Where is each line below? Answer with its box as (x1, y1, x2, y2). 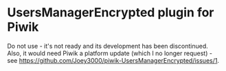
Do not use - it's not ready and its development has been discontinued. (7, 42, 208, 50)
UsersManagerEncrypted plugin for (7, 5, 214, 20)
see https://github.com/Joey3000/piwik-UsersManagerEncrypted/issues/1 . (7, 56, 220, 64)
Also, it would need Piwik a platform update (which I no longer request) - (7, 49, 213, 57)
